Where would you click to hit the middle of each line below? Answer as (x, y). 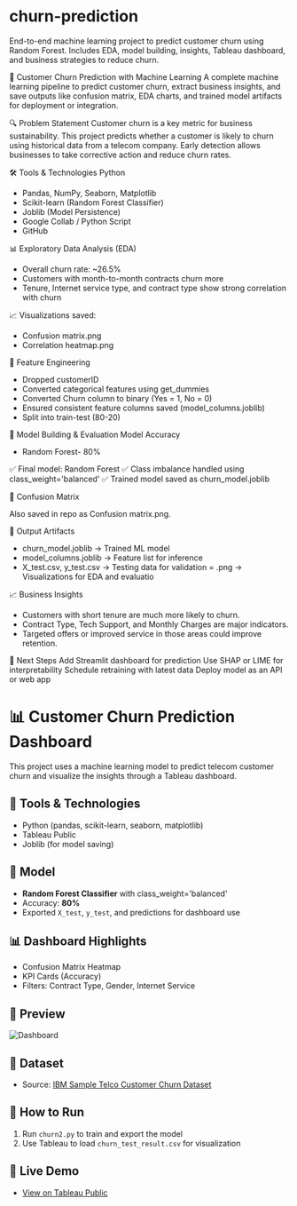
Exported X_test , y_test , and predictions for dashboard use (131, 912)
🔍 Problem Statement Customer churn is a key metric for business (131, 123)
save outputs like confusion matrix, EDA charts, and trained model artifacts (145, 96)
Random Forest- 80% (61, 451)
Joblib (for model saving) (68, 844)
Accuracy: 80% (51, 902)
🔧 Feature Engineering (50, 362)
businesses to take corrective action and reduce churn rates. (121, 155)
